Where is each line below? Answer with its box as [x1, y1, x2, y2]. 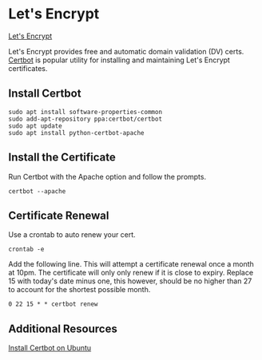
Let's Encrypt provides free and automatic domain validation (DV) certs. [8, 46, 244, 56]
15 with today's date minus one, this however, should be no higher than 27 [8, 276, 252, 286]
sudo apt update [8, 121, 62, 130]
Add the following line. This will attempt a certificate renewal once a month [8, 259, 254, 269]
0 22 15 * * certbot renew [8, 300, 98, 308]
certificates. [8, 63, 48, 73]
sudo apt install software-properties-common [8, 108, 162, 116]
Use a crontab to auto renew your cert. [8, 230, 136, 239]
